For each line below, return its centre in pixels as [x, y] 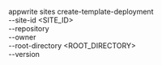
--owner [22, 37]
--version [24, 54]
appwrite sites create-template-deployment [81, 12]
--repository [29, 28]
